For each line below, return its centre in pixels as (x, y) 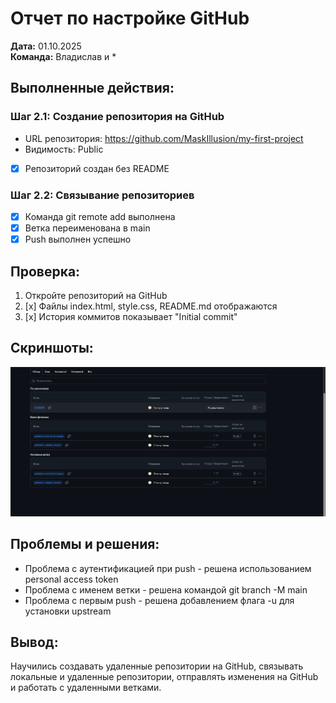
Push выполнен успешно (78, 239)
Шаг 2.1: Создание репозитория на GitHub (117, 117)
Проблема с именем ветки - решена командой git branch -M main (166, 589)
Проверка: (45, 271)
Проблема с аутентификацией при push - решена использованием (168, 568)
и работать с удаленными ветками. (86, 688)
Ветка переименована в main (87, 228)
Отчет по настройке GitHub (130, 18)
